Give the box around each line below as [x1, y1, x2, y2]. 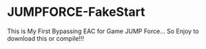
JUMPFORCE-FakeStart [7, 4, 146, 20]
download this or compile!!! [7, 34, 85, 42]
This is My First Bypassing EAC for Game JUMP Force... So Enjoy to [7, 27, 199, 35]
